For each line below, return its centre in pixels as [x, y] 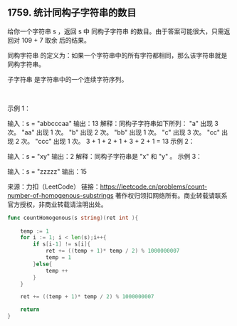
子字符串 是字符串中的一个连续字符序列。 [68, 79]
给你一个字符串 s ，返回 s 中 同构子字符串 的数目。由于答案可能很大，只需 [116, 31]
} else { [43, 264]
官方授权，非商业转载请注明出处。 [57, 204]
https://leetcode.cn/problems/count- [154, 186]
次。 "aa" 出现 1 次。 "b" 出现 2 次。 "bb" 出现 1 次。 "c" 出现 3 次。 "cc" [114, 132]
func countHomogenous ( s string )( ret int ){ [73, 218]
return [30, 310]
